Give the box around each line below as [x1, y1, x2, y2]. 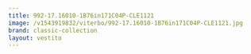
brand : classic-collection [8, 26, 98, 34]
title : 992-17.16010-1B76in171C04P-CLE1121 [8, 11, 155, 20]
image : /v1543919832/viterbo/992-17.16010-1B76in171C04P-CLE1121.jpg [8, 19, 244, 27]
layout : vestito [8, 33, 62, 42]
